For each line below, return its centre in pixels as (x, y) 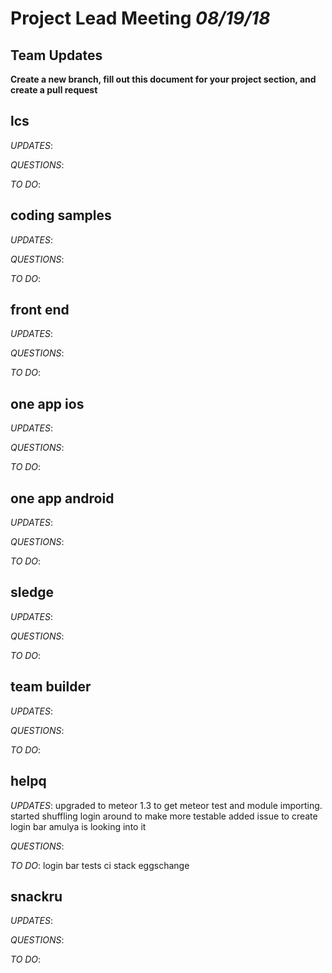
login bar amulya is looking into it (78, 826)
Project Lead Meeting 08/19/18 (140, 18)
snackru (36, 896)
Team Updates (56, 55)
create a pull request (54, 90)
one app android (62, 498)
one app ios (47, 403)
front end (40, 310)
